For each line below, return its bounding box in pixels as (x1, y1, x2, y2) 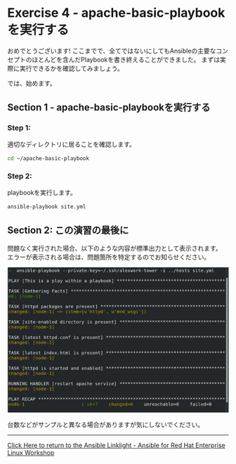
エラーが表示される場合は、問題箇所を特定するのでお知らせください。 (7, 253, 211, 261)
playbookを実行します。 (7, 188, 77, 197)
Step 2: (7, 171, 33, 181)
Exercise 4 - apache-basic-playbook (7, 5, 225, 21)
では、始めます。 (7, 79, 56, 87)
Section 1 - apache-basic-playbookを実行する (7, 102, 211, 114)
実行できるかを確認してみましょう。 (19, 64, 124, 72)
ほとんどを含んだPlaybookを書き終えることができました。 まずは (31, 55, 221, 64)
